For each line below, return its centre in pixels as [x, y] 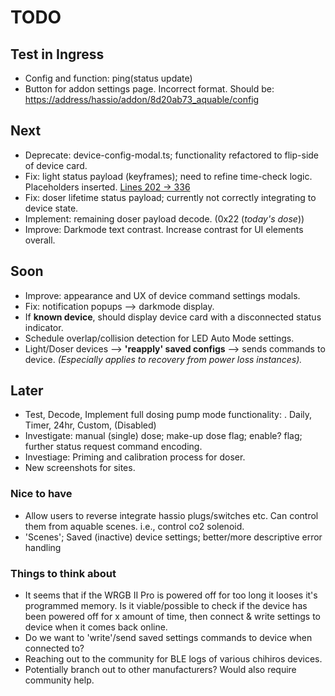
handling [43, 547]
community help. [59, 680]
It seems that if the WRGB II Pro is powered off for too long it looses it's [171, 595]
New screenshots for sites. [80, 468]
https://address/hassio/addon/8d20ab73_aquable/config [142, 99]
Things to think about [63, 573]
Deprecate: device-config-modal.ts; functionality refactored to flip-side [172, 155]
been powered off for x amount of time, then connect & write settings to [172, 617]
